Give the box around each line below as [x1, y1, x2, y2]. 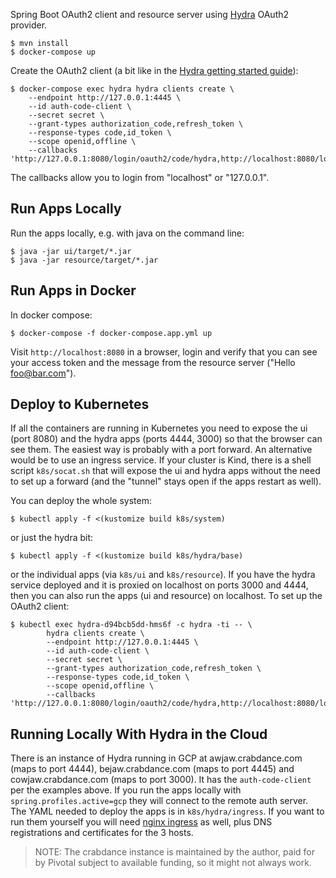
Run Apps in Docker [10, 282, 137, 299]
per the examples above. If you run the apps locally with [10, 784, 242, 796]
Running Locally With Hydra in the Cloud [10, 725, 268, 743]
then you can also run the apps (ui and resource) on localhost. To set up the [10, 590, 323, 602]
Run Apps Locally [10, 200, 122, 218]
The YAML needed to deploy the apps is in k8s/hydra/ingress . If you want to [10, 805, 325, 818]
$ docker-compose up [10, 47, 97, 57]
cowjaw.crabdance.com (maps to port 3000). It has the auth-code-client [10, 774, 312, 786]
